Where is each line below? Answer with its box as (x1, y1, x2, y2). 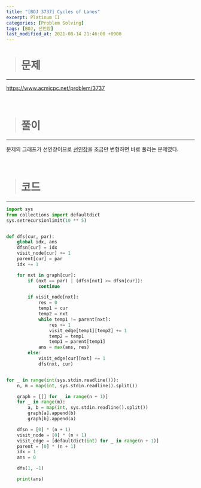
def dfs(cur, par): (6, 233, 55, 240)
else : (28, 350, 42, 356)
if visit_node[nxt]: (28, 294, 79, 300)
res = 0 (38, 300, 58, 306)
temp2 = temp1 (48, 333, 84, 339)
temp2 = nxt (38, 311, 68, 317)
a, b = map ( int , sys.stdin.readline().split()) (28, 405, 148, 411)
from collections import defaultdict (6, 212, 100, 218)
